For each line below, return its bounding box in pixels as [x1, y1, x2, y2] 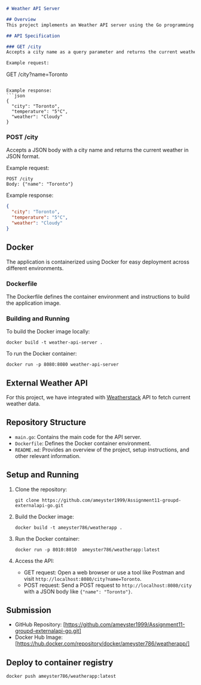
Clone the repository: [14, 486, 68, 493]
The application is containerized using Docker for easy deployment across [6, 258, 190, 265]
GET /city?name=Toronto [6, 71, 68, 78]
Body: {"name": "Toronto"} [6, 181, 74, 187]
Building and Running [6, 314, 70, 323]
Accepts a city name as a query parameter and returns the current [6, 49, 178, 55]
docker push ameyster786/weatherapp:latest [6, 674, 117, 680]
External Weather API [6, 378, 88, 388]
